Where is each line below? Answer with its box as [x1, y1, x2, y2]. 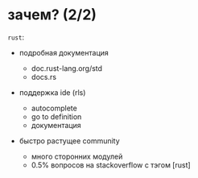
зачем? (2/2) [7, 6, 97, 24]
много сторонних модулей [31, 151, 123, 161]
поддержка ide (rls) [19, 87, 86, 97]
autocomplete [31, 103, 77, 113]
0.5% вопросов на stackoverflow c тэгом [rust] [31, 159, 191, 170]
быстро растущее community [19, 135, 120, 146]
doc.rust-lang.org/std [31, 63, 102, 73]
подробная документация [19, 48, 109, 57]
